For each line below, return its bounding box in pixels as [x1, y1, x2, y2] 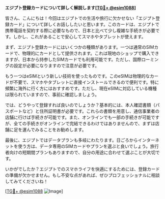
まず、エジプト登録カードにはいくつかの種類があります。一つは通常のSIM [5, 44, 155, 50]
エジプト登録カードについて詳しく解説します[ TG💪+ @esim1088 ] [5, 5, 136, 10]
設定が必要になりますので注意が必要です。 [13, 63, 100, 68]
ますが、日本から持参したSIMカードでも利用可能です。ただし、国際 [5, 57, 141, 62]
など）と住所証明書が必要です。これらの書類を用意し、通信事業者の [22, 108, 160, 114]
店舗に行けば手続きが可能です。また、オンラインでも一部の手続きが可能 [5, 114, 151, 120]
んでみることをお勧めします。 [26, 127, 86, 133]
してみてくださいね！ [5, 178, 48, 184]
